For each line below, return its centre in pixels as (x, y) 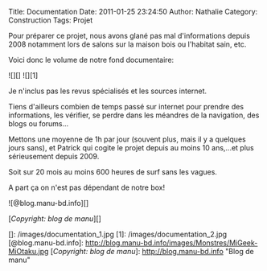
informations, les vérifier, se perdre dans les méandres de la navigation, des (134, 115)
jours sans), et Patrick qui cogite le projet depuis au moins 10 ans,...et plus (131, 148)
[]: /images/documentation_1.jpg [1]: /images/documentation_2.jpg (118, 234)
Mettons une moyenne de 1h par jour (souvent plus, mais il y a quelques (127, 139)
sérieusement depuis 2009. (54, 156)
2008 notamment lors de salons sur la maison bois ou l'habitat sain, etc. (127, 44)
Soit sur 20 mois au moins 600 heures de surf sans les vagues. (113, 172)
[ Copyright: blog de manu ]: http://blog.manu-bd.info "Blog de (152, 251)
